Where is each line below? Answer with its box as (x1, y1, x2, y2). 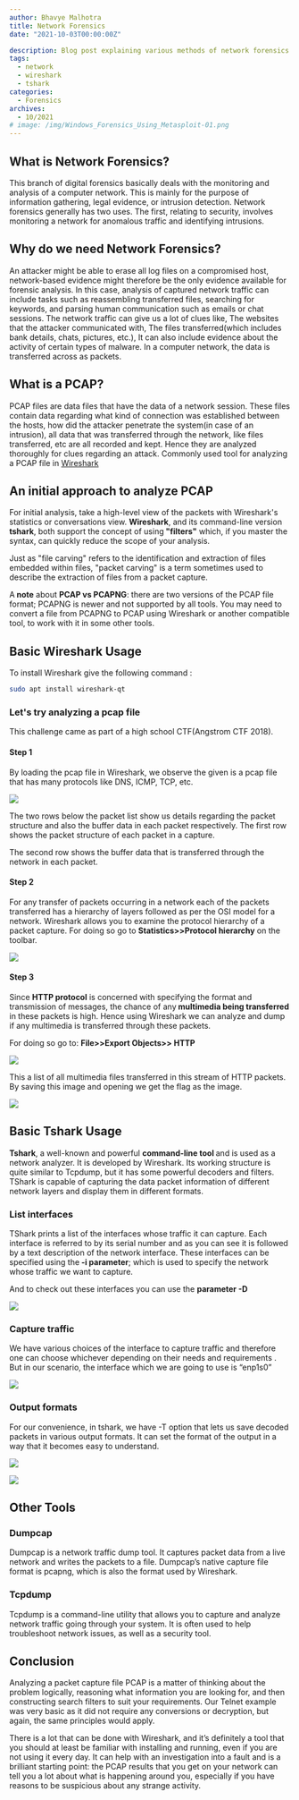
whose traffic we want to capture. (9, 1267, 134, 1278)
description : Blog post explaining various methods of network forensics (9, 46, 290, 55)
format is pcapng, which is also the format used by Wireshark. (9, 1567, 238, 1577)
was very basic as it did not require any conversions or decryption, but (9, 1706, 270, 1717)
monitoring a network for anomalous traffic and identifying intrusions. (9, 216, 265, 226)
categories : (9, 87, 54, 97)
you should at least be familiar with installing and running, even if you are (9, 1742, 278, 1753)
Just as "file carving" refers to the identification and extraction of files (9, 553, 266, 564)
